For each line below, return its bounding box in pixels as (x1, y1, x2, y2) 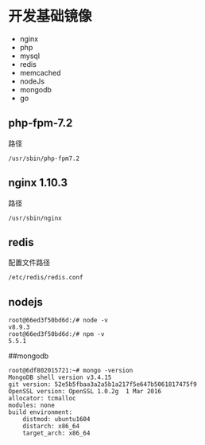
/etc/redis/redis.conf (8, 274, 83, 282)
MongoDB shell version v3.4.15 (8, 373, 112, 382)
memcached (19, 68, 61, 77)
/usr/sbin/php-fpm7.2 (8, 154, 80, 162)
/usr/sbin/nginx (8, 214, 62, 222)
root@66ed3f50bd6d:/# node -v (8, 316, 109, 325)
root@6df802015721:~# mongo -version (8, 367, 133, 375)
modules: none (8, 401, 56, 410)
